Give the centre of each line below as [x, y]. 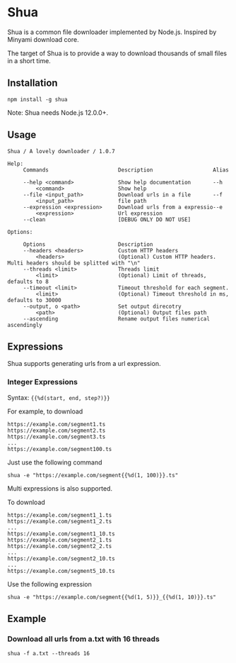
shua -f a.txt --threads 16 [49, 654]
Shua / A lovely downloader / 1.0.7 [61, 151]
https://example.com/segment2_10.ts [61, 558]
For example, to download [45, 411]
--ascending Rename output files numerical [117, 319]
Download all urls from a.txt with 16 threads [84, 639]
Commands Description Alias [126, 170]
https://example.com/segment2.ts [57, 430]
